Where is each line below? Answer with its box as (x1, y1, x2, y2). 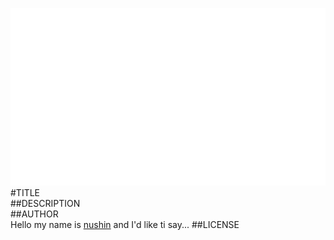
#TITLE (10, 186, 41, 198)
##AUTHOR (10, 208, 59, 220)
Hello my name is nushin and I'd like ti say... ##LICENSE (10, 218, 240, 230)
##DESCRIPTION (10, 197, 81, 209)
